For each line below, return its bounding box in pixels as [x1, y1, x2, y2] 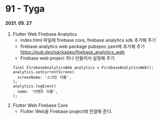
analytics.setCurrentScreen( [12, 70, 75, 75]
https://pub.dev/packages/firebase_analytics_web [20, 49, 125, 55]
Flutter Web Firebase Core [12, 102, 68, 108]
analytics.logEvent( [12, 84, 56, 89]
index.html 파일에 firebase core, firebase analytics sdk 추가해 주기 [20, 37, 156, 43]
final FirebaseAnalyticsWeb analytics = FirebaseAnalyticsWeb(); [12, 65, 154, 71]
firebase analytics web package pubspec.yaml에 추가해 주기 [20, 43, 145, 49]
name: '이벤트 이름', [17, 89, 58, 94]
